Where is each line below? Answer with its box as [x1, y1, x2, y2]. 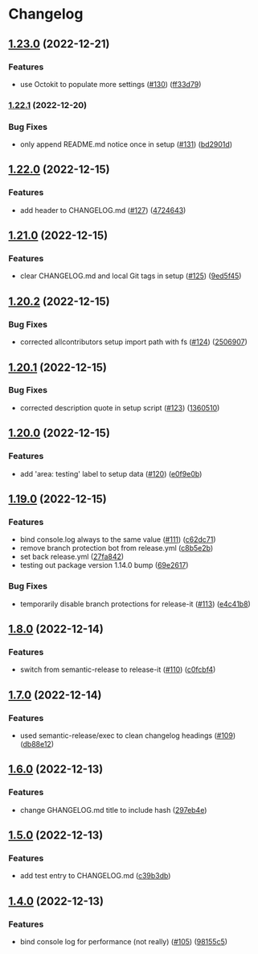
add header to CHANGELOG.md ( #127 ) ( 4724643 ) [19, 205, 186, 215]
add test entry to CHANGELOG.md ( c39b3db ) [19, 871, 171, 881]
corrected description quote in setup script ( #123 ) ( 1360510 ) [19, 402, 220, 412]
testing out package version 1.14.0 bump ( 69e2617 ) [19, 560, 189, 570]
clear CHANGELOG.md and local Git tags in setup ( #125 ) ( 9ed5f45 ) [19, 271, 242, 281]
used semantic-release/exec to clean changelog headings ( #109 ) [19, 731, 235, 740]
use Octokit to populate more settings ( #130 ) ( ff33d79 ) [19, 79, 202, 89]
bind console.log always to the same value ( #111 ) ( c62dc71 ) [19, 535, 216, 544]
